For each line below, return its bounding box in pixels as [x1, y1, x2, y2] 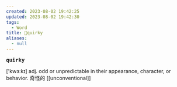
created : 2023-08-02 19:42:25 [6, 8, 80, 14]
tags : [6, 19, 19, 25]
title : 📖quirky [6, 30, 43, 36]
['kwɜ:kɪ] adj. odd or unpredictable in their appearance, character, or [6, 67, 171, 74]
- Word [11, 24, 27, 31]
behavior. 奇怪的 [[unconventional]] [6, 74, 91, 81]
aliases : [6, 35, 27, 41]
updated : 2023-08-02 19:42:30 [6, 14, 80, 20]
